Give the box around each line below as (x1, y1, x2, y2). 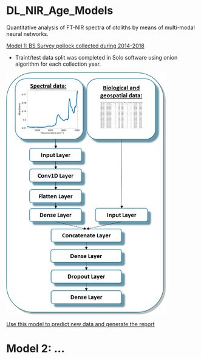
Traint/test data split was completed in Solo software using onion (15, 54, 178, 61)
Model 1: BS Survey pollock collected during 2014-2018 (6, 42, 145, 49)
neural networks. (6, 30, 49, 37)
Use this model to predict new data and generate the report (6, 320, 155, 327)
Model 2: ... (6, 342, 65, 356)
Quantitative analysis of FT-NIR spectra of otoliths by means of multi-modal (6, 24, 196, 31)
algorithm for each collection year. (15, 60, 101, 68)
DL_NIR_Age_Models (6, 4, 114, 18)
